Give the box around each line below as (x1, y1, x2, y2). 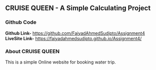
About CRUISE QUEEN (5, 48, 60, 55)
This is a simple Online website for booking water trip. (5, 59, 116, 65)
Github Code (5, 19, 36, 26)
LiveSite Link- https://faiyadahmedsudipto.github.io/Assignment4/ (5, 35, 142, 41)
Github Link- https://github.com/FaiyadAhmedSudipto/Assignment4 (5, 30, 145, 36)
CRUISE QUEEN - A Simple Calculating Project (5, 4, 151, 12)
